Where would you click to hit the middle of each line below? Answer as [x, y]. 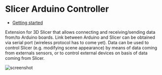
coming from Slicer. [25, 58]
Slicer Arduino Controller [57, 9]
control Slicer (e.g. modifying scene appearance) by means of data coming [81, 48]
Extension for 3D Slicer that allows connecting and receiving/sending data [80, 32]
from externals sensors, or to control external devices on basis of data [76, 53]
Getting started [28, 23]
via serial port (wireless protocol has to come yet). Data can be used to [77, 42]
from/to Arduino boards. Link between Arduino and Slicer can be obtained [80, 37]
